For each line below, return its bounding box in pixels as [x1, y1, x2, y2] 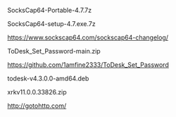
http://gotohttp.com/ [7, 101, 67, 110]
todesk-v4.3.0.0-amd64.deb [7, 74, 89, 82]
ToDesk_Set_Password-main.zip [7, 47, 101, 55]
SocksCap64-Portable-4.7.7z [7, 6, 92, 14]
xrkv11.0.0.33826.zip [7, 88, 67, 96]
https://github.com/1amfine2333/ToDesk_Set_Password [7, 61, 169, 69]
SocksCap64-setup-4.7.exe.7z [7, 20, 96, 27]
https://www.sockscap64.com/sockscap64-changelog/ [7, 33, 169, 42]
